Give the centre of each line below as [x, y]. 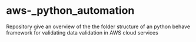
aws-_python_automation [70, 11]
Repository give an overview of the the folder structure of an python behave [98, 26]
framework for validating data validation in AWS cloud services [82, 32]
